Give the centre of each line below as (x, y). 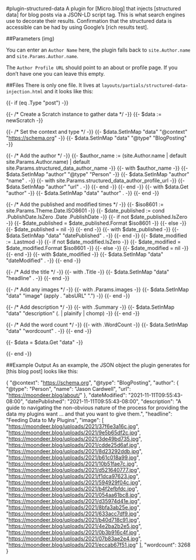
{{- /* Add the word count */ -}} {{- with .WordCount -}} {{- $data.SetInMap (97, 325)
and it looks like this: (69, 91)
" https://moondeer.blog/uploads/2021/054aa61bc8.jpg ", (74, 495)
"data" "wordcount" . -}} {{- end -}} (49, 331)
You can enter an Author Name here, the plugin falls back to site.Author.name (98, 50)
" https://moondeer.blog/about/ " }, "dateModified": (67, 395)
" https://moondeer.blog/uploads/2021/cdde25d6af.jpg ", (73, 445)
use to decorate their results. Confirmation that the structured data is (89, 21)
